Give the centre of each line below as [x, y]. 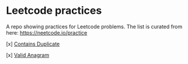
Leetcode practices [54, 11]
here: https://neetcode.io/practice [47, 32]
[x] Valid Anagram [28, 55]
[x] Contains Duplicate [33, 44]
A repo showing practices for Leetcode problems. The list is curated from [94, 27]
